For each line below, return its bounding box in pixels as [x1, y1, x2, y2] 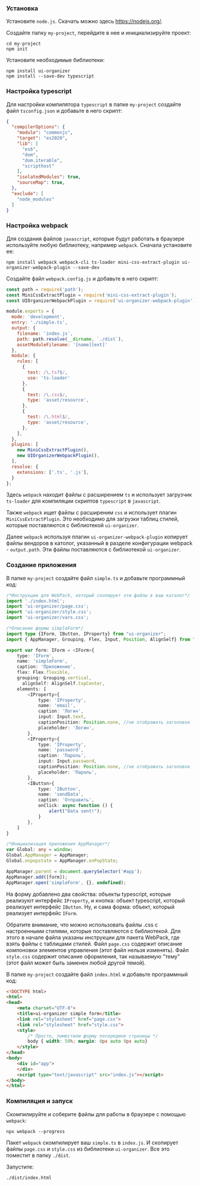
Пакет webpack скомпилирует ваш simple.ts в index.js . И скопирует [6, 1139, 179, 1146]
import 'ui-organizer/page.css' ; [6, 603, 89, 609]
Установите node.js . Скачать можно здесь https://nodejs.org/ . [6, 18, 162, 25]
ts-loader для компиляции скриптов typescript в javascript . [6, 497, 161, 505]
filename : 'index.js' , [17, 330, 73, 337]
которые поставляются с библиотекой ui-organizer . [6, 522, 139, 529]
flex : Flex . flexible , [17, 670, 70, 676]
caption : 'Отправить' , [37, 797, 95, 803]
